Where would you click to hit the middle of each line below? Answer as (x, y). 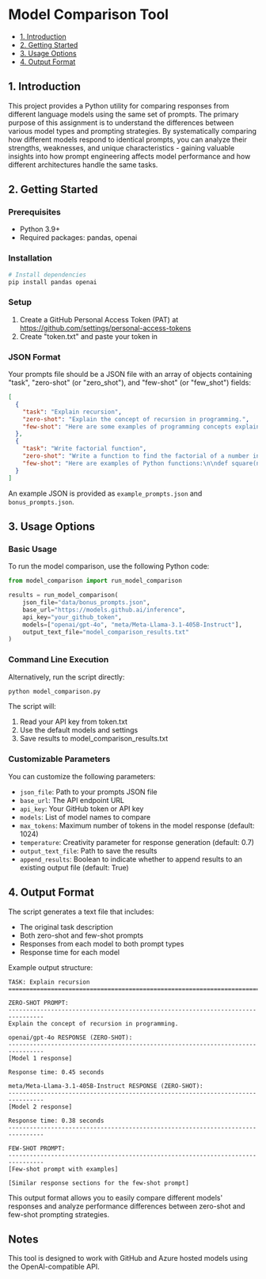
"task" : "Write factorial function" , (85, 449)
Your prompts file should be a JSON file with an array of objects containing (130, 375)
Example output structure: (51, 967)
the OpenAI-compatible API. (54, 1267)
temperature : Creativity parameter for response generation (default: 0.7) (137, 842)
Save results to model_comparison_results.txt (94, 739)
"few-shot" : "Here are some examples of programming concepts (127, 426)
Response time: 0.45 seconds (56, 1072)
